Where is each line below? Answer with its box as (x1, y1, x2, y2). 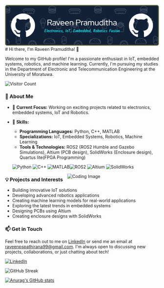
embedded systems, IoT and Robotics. (12, 110, 89, 115)
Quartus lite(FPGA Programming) (19, 154, 86, 160)
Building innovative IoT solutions (12, 187, 77, 193)
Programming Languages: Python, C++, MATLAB (19, 128, 120, 134)
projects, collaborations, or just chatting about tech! (5, 249, 109, 255)
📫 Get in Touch (5, 225, 42, 232)
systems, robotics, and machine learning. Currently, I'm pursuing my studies (5, 61, 159, 67)
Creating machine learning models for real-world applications (12, 198, 136, 203)
